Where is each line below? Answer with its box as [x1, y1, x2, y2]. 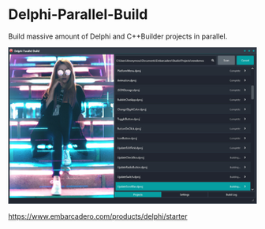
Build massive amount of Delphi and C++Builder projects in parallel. [8, 31, 228, 41]
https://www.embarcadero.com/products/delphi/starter [8, 212, 188, 221]
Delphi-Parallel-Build [8, 6, 148, 24]
